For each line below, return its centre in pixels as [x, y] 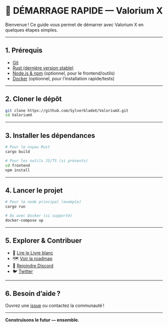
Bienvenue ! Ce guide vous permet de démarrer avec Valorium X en [74, 25]
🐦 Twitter [23, 271]
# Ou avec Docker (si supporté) [39, 216]
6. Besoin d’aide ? [33, 294]
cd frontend [17, 166]
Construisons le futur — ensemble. [42, 320]
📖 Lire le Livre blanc [33, 253]
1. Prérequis [24, 50]
